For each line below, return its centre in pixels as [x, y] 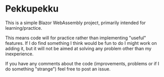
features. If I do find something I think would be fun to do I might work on [81, 43]
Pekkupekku [32, 9]
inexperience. [19, 54]
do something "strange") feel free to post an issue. [58, 69]
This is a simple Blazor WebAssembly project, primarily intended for [76, 23]
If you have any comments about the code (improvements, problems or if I [82, 63]
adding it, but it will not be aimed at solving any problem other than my [78, 48]
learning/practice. [24, 28]
